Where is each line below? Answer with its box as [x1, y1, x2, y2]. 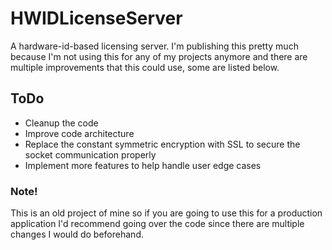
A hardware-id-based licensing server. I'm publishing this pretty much [10, 40, 299, 52]
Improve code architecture [24, 127, 135, 139]
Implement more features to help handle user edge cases [24, 159, 262, 171]
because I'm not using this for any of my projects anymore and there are [10, 50, 308, 62]
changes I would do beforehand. [10, 228, 144, 241]
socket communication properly [24, 148, 157, 161]
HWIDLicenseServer [10, 7, 183, 30]
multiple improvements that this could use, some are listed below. [10, 61, 280, 73]
